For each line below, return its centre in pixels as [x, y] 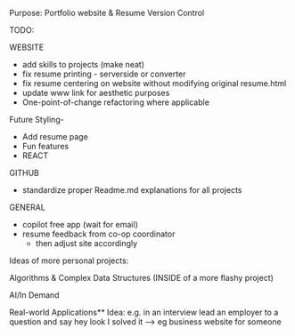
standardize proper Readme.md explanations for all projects [132, 190]
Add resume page [55, 136]
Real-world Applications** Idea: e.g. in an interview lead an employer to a [144, 312]
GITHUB [25, 173]
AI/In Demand [34, 295]
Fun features [45, 146]
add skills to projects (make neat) [83, 64]
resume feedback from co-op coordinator [98, 234]
